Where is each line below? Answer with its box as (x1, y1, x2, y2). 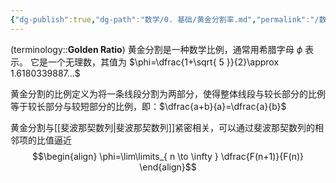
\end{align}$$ (139, 161, 197, 173)
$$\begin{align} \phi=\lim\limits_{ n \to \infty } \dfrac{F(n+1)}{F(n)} (31, 150, 304, 162)
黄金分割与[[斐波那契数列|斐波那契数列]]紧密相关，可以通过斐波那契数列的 (10, 121, 316, 133)
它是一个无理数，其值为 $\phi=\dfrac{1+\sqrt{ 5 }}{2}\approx (29, 56, 280, 68)
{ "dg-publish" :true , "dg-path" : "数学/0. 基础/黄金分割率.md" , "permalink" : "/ (10, 14, 320, 25)
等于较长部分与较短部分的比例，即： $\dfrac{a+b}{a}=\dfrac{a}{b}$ (10, 100, 287, 112)
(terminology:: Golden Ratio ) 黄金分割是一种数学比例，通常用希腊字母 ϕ (10, 43, 303, 55)
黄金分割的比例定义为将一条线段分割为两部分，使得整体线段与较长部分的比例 (10, 87, 326, 100)
